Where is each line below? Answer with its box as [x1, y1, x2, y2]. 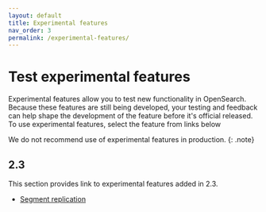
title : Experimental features [8, 19, 109, 27]
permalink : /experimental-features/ [8, 33, 129, 42]
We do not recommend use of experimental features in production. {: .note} [8, 135, 255, 145]
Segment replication [19, 195, 86, 203]
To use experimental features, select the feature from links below [8, 120, 222, 129]
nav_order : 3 [8, 26, 52, 34]
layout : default [8, 11, 62, 20]
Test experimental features [8, 68, 191, 86]
